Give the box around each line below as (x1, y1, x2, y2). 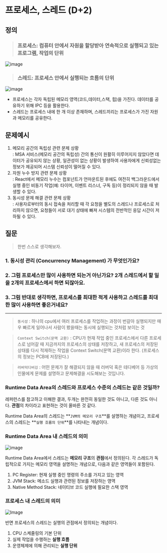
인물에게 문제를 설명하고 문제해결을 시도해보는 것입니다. (17, 370, 125, 376)
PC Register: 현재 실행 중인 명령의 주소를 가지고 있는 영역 (12, 471, 124, 477)
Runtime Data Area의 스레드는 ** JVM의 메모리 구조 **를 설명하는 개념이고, (5, 413, 146, 419)
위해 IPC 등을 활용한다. (25, 102, 71, 108)
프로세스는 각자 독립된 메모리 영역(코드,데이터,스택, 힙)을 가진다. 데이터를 (12, 96, 154, 102)
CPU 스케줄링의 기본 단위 (12, 530, 62, 536)
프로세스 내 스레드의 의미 (5, 498, 61, 505)
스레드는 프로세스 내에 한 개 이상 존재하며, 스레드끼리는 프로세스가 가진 (12, 109, 149, 115)
